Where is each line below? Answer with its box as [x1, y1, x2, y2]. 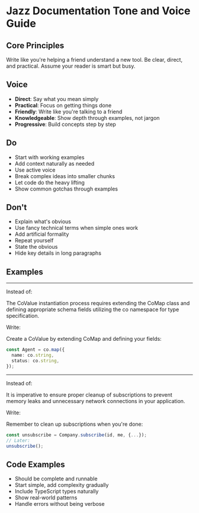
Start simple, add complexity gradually [14, 482, 109, 489]
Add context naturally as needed [14, 160, 95, 167]
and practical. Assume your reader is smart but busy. [6, 62, 136, 69]
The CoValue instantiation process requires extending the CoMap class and [6, 300, 190, 307]
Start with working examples [14, 153, 85, 161]
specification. [6, 312, 40, 319]
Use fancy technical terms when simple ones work [14, 224, 139, 232]
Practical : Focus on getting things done [14, 102, 112, 109]
